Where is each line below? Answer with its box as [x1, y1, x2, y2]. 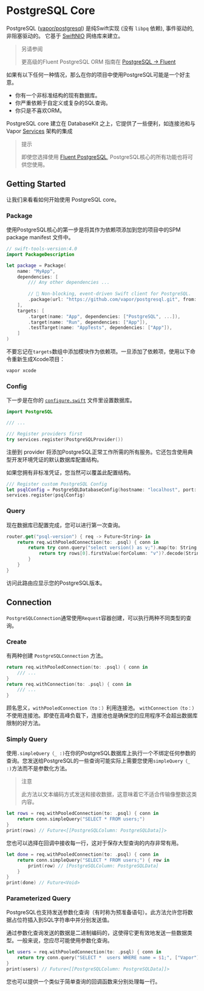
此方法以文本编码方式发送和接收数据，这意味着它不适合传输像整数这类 [21, 791, 197, 798]
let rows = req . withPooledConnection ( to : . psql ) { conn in [6, 811, 159, 817]
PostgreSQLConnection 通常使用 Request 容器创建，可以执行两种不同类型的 [6, 614, 186, 621]
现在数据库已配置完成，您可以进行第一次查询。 [6, 521, 123, 529]
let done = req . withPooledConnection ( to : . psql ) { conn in [6, 851, 159, 858]
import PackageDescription [6, 251, 75, 258]
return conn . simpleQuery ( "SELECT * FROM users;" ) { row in [17, 857, 170, 863]
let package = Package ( [6, 263, 67, 269]
